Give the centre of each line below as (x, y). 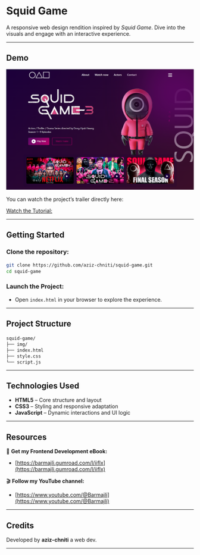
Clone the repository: (38, 252)
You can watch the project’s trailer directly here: (65, 199)
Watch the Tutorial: (29, 211)
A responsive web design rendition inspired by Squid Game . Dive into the (96, 27)
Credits (20, 526)
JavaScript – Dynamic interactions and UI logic (73, 413)
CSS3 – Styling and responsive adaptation (66, 406)
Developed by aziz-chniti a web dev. (51, 540)
